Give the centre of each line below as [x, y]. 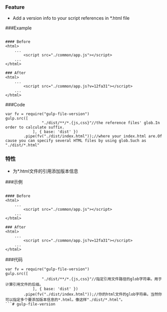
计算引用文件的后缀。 [24, 284]
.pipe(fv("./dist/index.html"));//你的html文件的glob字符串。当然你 [93, 294]
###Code [15, 105]
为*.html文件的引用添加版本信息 [45, 171]
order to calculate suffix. [35, 127]
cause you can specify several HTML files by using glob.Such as [76, 141]
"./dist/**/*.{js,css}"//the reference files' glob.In [101, 123]
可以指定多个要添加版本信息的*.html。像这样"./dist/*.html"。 [65, 300]
